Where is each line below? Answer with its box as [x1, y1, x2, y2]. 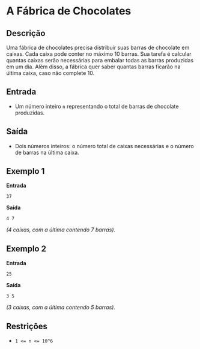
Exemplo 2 [6, 243, 47, 254]
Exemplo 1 [6, 166, 45, 176]
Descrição [6, 28, 46, 38]
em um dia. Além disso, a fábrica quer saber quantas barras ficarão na [6, 63, 181, 70]
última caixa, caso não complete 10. [6, 70, 95, 76]
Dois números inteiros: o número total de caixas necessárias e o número [14, 142, 194, 149]
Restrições [6, 321, 48, 331]
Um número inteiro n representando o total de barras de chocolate [14, 103, 179, 110]
